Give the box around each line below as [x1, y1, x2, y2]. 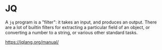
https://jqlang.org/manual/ [5, 39, 59, 45]
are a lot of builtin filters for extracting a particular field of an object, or [5, 24, 151, 30]
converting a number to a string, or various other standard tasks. [5, 29, 138, 35]
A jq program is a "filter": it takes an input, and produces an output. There [5, 19, 157, 25]
